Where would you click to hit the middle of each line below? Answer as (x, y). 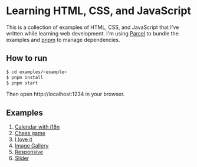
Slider (22, 158)
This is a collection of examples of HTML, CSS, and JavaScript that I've (93, 27)
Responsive (29, 152)
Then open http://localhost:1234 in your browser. (65, 94)
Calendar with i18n (37, 127)
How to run (27, 58)
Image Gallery (32, 146)
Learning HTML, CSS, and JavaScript (99, 11)
